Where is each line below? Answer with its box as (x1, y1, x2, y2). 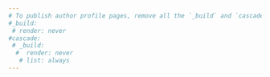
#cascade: (8, 34, 42, 43)
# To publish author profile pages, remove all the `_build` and (8, 11, 231, 20)
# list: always (18, 57, 70, 65)
